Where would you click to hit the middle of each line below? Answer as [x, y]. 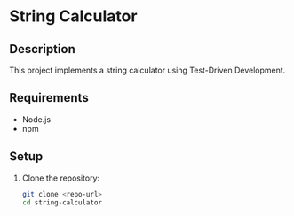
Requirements [49, 98]
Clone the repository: [61, 178]
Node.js [36, 119]
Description [42, 49]
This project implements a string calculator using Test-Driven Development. [147, 70]
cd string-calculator [62, 202]
